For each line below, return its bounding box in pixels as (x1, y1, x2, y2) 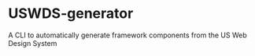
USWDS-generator (8, 5, 134, 23)
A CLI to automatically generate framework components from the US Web (8, 30, 248, 40)
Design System (8, 38, 57, 47)
